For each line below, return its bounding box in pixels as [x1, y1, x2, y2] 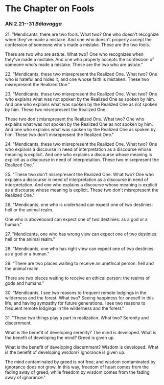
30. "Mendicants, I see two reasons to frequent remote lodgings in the [5, 290, 147, 296]
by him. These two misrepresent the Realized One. [5, 107, 107, 113]
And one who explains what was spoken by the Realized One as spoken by [5, 127, 156, 133]
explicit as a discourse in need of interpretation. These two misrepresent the [5, 157, 159, 163]
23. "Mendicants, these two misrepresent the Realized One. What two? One [5, 91, 158, 97]
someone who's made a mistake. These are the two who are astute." [5, 62, 143, 68]
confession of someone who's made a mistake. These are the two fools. [5, 42, 150, 48]
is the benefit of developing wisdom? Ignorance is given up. [5, 349, 126, 355]
